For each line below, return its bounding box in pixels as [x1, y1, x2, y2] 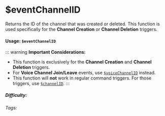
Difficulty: [5, 92, 27, 98]
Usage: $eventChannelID [5, 37, 56, 44]
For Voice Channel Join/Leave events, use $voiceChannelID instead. [12, 70, 156, 76]
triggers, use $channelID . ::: [12, 81, 70, 87]
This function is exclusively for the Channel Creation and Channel [12, 59, 152, 65]
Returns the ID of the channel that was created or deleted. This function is [5, 21, 160, 27]
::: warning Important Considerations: [5, 49, 86, 55]
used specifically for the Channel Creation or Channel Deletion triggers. [5, 26, 157, 32]
